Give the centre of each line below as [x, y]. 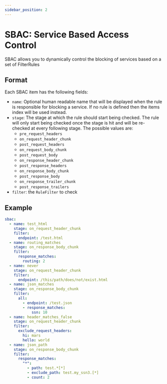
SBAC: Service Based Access [67, 34]
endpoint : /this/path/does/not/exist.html [63, 280]
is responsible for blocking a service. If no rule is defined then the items [86, 107]
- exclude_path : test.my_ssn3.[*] [63, 373]
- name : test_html [28, 224]
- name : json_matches [32, 284]
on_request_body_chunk [43, 150]
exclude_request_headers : [45, 331]
